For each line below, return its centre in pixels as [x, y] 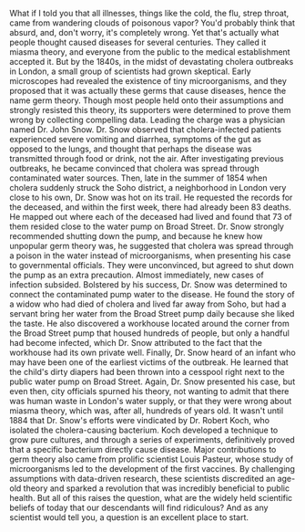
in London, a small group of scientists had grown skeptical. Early [131, 71]
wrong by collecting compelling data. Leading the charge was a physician [147, 120]
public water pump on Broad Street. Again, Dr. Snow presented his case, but [152, 381]
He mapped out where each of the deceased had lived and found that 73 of [151, 217]
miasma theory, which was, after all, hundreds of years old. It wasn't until [147, 411]
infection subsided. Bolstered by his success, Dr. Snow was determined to [148, 285]
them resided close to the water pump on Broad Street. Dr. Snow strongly [147, 226]
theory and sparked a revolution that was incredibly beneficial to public [156, 488]
